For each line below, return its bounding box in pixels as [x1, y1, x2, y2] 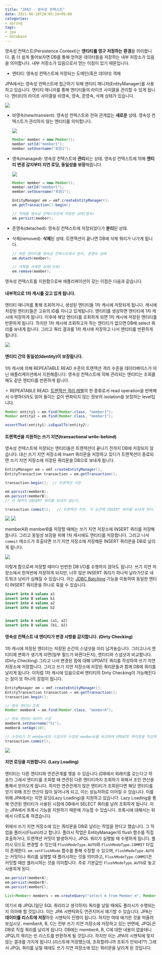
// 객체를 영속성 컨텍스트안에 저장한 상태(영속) [12, 211, 95, 216]
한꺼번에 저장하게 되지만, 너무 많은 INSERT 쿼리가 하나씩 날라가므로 [21, 570, 148, 576]
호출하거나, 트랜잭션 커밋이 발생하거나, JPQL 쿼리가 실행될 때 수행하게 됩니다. [5, 835, 151, 841]
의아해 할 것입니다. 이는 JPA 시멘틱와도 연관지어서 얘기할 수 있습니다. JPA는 [10, 908, 153, 914]
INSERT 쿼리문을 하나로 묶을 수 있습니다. [10, 582, 87, 588]
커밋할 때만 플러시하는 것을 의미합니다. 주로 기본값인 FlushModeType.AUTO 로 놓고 [5, 859, 156, 865]
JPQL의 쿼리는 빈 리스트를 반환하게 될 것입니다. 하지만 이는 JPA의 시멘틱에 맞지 [5, 933, 154, 939]
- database [5, 34, 27, 39]
